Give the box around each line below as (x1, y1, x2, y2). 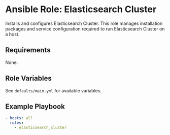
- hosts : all (5, 116, 33, 121)
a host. (5, 31, 20, 37)
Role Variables (5, 74, 52, 83)
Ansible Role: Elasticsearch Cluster (5, 4, 157, 15)
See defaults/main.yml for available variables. (5, 87, 102, 93)
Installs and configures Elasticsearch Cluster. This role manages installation (5, 20, 163, 26)
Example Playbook (5, 102, 65, 111)
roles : (10, 120, 24, 125)
